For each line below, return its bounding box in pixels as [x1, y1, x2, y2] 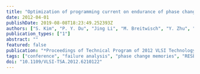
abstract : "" [6, 36, 39, 42]
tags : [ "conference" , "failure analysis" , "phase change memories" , [6, 53, 180, 59]
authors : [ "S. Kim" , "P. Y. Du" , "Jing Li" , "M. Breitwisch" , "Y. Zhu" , [6, 25, 190, 32]
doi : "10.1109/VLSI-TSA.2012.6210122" [6, 58, 102, 64]
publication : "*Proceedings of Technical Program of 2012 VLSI [6, 48, 167, 54]
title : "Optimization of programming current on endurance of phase [6, 8, 180, 15]
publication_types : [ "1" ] [6, 31, 70, 37]
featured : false [6, 42, 46, 48]
